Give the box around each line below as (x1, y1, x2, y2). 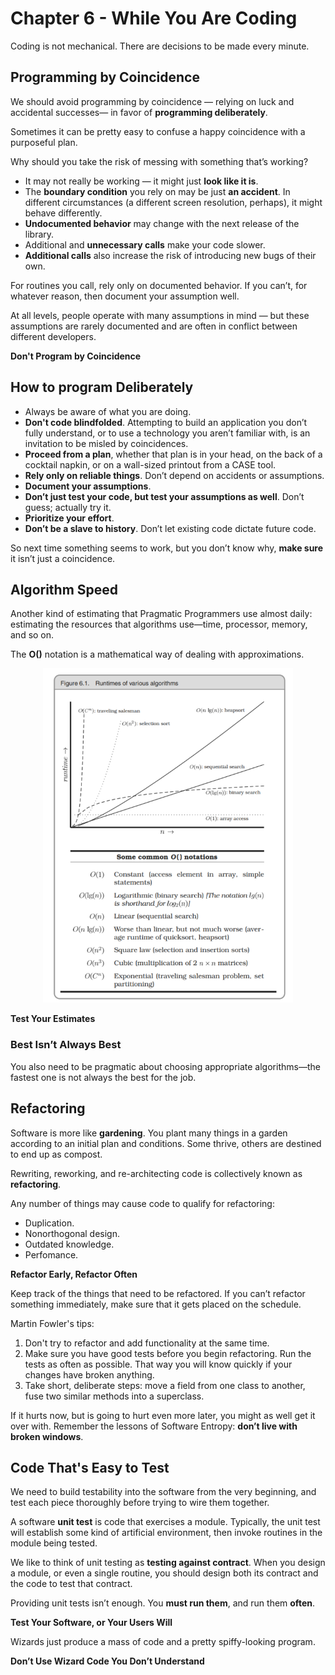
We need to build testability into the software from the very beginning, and (10, 1486, 317, 1498)
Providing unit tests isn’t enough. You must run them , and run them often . (10, 1597, 315, 1609)
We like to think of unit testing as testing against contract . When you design (10, 1557, 326, 1569)
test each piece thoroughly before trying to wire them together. (10, 1497, 270, 1509)
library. (24, 228, 55, 240)
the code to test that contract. (10, 1578, 133, 1590)
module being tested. (10, 1537, 98, 1549)
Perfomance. (24, 1248, 79, 1261)
